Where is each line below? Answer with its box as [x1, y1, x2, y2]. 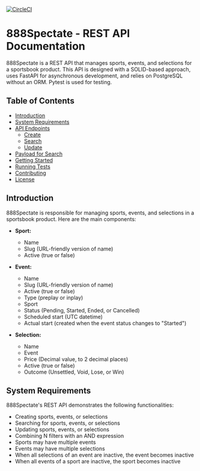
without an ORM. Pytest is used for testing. [6, 78, 112, 85]
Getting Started [14, 156, 53, 163]
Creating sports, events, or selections [14, 413, 108, 421]
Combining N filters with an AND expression [14, 433, 124, 440]
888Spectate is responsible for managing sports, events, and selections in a [6, 209, 195, 216]
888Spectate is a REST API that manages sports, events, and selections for [6, 59, 192, 66]
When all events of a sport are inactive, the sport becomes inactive [14, 458, 181, 465]
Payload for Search [14, 150, 63, 157]
